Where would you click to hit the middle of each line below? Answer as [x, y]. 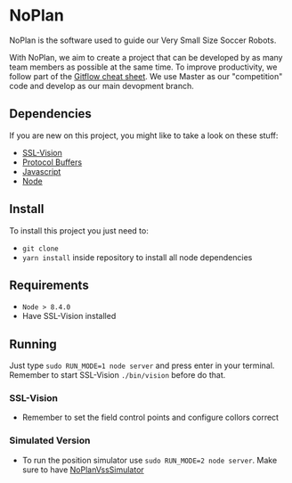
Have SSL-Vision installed [69, 316]
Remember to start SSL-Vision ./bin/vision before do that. [118, 375]
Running [33, 344]
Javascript [41, 171]
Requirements [49, 285]
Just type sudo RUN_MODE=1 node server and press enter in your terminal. [142, 365]
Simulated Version [50, 440]
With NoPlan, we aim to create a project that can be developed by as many [146, 57]
